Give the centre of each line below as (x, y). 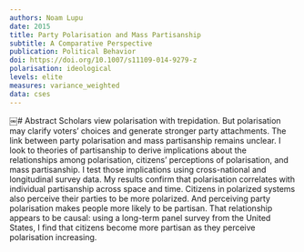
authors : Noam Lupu (46, 18)
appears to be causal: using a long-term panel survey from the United (140, 217)
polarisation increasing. (53, 237)
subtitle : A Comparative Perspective (81, 43)
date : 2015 (30, 26)
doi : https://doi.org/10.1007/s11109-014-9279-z (103, 60)
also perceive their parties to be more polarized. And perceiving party (140, 198)
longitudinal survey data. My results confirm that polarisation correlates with (152, 179)
